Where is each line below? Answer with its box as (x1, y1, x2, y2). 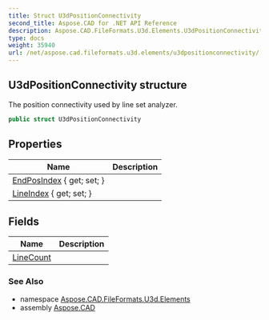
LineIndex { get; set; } (12, 187, 92, 198)
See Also (8, 276, 44, 287)
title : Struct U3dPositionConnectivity (8, 11, 142, 20)
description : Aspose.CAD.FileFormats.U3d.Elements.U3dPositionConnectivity (8, 26, 267, 34)
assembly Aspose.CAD (19, 302, 96, 312)
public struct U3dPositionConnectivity (8, 115, 142, 123)
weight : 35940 (8, 42, 56, 50)
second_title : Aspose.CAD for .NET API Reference (8, 19, 178, 27)
